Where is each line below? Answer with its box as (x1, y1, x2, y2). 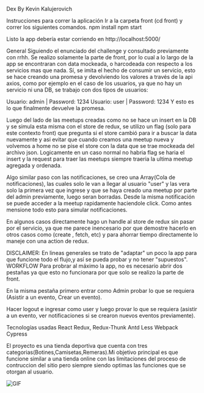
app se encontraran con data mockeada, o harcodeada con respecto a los (6, 61, 193, 67)
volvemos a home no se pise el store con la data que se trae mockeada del (6, 142, 195, 149)
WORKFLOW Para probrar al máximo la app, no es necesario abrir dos (6, 262, 183, 270)
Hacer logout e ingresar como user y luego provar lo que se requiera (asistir (6, 306, 197, 312)
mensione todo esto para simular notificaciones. (6, 206, 128, 213)
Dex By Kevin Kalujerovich (6, 6, 72, 12)
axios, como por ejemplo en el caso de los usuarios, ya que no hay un (6, 79, 182, 87)
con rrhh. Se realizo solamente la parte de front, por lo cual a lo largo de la (6, 54, 194, 61)
